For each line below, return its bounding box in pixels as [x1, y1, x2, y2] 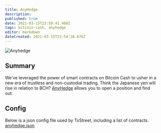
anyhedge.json [5, 122, 35, 128]
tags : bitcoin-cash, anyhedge [5, 25, 66, 30]
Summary [5, 62, 35, 70]
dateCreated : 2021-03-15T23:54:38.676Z [5, 35, 86, 39]
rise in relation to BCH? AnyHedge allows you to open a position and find [5, 85, 150, 91]
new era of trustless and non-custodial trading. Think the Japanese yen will [5, 80, 156, 86]
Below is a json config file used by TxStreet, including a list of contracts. [5, 117, 149, 123]
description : [5, 12, 32, 17]
